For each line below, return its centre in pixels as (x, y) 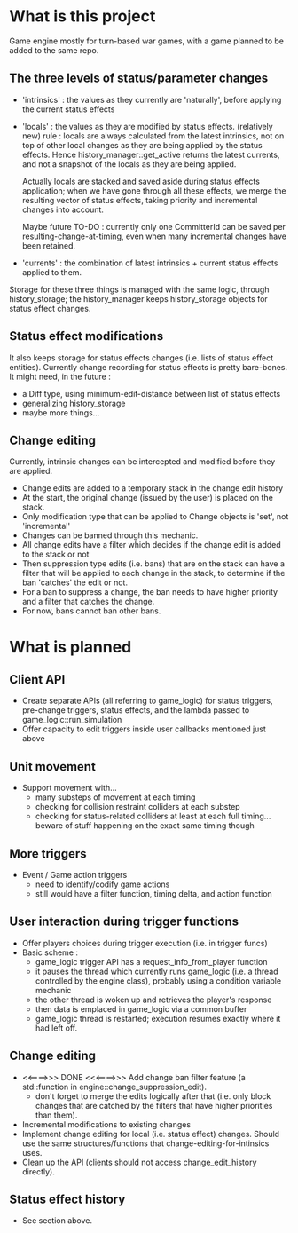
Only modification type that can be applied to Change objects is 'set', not (155, 517)
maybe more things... (61, 412)
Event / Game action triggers (74, 875)
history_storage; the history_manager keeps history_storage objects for (138, 298)
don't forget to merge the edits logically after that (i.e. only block (153, 1096)
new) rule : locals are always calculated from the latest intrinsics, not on (153, 136)
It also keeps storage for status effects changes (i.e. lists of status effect (141, 358)
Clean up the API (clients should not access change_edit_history (139, 1162)
